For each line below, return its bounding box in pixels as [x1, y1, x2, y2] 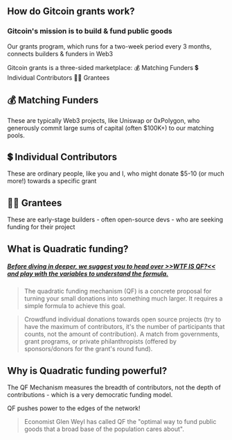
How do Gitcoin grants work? [7, 6, 135, 17]
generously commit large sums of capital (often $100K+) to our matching [7, 124, 215, 132]
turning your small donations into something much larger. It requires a [24, 294, 223, 303]
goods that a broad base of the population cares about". [24, 425, 185, 433]
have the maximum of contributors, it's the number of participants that [24, 323, 225, 331]
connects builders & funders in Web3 [7, 49, 113, 58]
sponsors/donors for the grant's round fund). [24, 345, 153, 353]
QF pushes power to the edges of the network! [7, 404, 141, 412]
